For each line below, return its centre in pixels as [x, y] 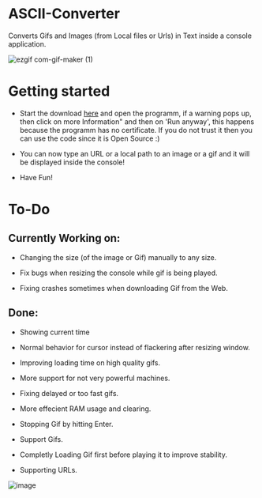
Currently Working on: [64, 238]
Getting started [59, 91]
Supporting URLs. [48, 470]
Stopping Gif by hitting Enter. [66, 424]
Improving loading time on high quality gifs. [90, 362]
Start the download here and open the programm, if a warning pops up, [136, 113]
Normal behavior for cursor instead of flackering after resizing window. [135, 347]
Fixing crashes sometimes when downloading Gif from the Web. [124, 288]
